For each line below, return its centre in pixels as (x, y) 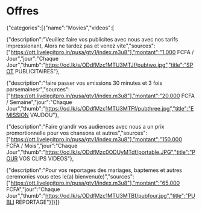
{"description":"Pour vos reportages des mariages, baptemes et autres (94, 170)
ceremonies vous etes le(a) (40, 176)
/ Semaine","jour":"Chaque (39, 102)
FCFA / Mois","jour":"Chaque (42, 145)
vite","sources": (136, 46)
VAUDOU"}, (44, 115)
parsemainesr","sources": (38, 89)
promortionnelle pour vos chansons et (54, 133)
